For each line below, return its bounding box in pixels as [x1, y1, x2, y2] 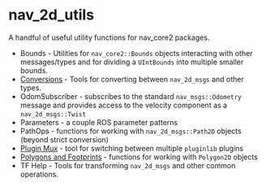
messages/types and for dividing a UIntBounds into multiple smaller [19, 57, 244, 67]
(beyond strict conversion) [19, 134, 109, 144]
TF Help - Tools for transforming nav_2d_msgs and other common [19, 160, 236, 170]
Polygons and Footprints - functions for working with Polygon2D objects [19, 152, 258, 162]
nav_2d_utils [8, 6, 95, 24]
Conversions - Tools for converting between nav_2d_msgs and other [19, 74, 245, 84]
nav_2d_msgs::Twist [19, 110, 87, 119]
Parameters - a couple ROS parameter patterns [19, 117, 178, 127]
